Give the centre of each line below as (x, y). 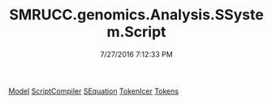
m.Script (136, 32)
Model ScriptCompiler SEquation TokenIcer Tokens (94, 91)
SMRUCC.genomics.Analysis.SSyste (136, 15)
